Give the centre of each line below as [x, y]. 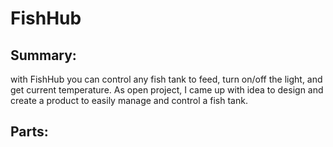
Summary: [43, 55]
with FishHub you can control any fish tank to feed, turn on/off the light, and [166, 79]
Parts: [29, 132]
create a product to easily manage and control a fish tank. [129, 100]
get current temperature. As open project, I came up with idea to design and [167, 90]
